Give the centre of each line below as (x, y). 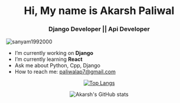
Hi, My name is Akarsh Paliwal (99, 11)
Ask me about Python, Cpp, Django (57, 66)
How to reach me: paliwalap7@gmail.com (65, 72)
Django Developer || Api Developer (99, 29)
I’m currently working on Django (54, 53)
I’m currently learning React (48, 59)
